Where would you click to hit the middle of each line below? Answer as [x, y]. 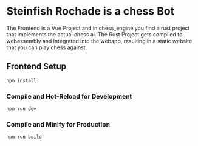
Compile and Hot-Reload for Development [69, 96]
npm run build [24, 137]
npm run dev [21, 109]
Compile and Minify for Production [58, 124]
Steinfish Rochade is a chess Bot [90, 11]
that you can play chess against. [47, 47]
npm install [21, 80]
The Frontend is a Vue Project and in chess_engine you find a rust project [98, 28]
